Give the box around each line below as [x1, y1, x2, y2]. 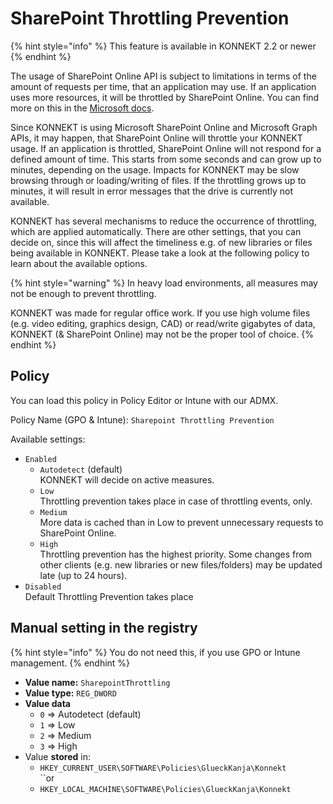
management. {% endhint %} [10, 657, 131, 669]
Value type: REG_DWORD [24, 687, 117, 699]
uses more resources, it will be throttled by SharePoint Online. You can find [10, 91, 320, 103]
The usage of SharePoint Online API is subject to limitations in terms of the [10, 70, 317, 82]
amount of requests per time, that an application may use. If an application [10, 80, 317, 92]
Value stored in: [24, 750, 91, 762]
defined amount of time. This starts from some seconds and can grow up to [10, 153, 322, 165]
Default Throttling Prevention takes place [24, 590, 194, 602]
